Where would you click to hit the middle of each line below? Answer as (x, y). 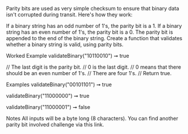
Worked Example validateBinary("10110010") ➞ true (68, 56)
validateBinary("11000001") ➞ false (48, 107)
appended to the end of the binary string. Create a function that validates (94, 38)
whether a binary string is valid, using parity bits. (65, 44)
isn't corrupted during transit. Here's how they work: (69, 15)
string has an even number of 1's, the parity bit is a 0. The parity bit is (90, 32)
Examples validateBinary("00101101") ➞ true (59, 84)
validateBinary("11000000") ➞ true (48, 96)
